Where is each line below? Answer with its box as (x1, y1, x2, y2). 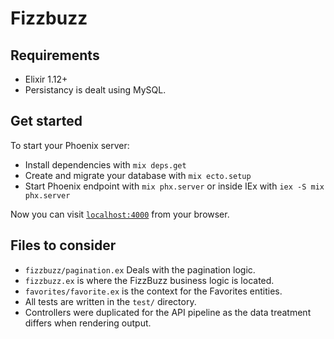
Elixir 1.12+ (24, 73, 68, 85)
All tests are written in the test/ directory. (24, 295, 197, 307)
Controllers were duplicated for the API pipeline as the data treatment (24, 306, 312, 318)
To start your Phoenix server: (10, 139, 130, 151)
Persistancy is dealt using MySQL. (24, 84, 167, 96)
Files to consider (10, 237, 117, 254)
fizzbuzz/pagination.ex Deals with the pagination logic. (24, 263, 256, 276)
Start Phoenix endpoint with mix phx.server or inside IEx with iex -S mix (24, 180, 325, 192)
